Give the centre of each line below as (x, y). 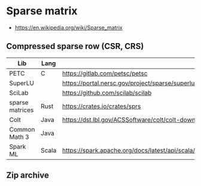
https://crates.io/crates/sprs (101, 106)
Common (22, 129)
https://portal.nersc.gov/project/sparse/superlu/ (129, 83)
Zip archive (28, 176)
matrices (22, 110)
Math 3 (19, 137)
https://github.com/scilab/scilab (107, 93)
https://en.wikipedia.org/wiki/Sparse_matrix (68, 28)
